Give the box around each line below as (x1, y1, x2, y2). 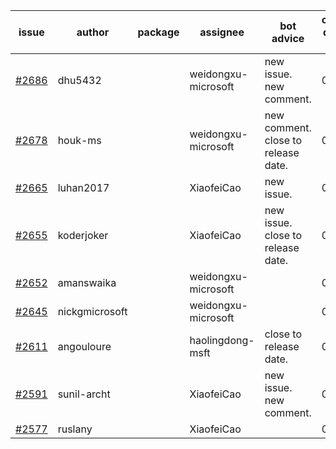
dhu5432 (57, 74, 102, 87)
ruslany (57, 422, 93, 436)
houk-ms (57, 134, 102, 147)
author (76, 25, 110, 39)
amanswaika (57, 276, 117, 289)
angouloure (57, 340, 112, 353)
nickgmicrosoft (57, 305, 128, 318)
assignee (199, 25, 245, 39)
